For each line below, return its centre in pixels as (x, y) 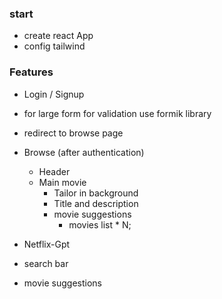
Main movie (62, 182)
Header (54, 171)
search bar (46, 263)
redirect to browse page (73, 133)
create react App (58, 36)
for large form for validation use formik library (117, 113)
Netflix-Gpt (47, 244)
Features (31, 72)
